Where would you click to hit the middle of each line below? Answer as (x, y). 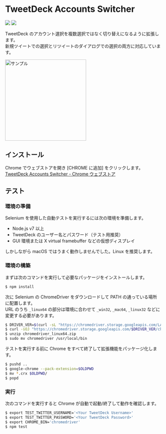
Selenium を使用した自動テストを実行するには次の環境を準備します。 (76, 218)
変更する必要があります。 (31, 315)
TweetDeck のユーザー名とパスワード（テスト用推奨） (68, 235)
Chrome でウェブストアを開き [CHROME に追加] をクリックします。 (74, 167)
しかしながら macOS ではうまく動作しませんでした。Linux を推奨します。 (80, 252)
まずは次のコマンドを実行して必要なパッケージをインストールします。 (76, 277)
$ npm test (16, 427)
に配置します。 (20, 303)
